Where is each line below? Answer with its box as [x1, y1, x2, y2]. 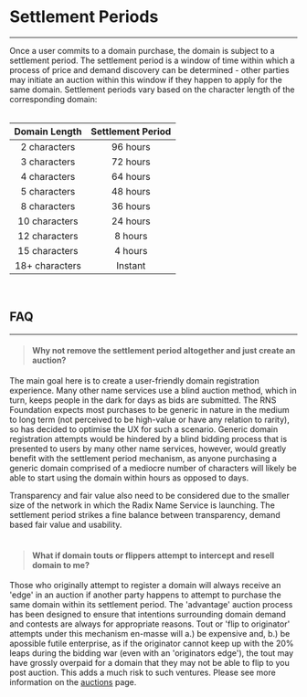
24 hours [111, 215, 151, 227]
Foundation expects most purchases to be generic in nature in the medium [9, 404, 290, 415]
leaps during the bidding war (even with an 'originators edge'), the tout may [9, 648, 294, 659]
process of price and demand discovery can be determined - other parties [9, 64, 290, 75]
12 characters [17, 229, 79, 242]
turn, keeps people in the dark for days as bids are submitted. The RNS [9, 395, 277, 406]
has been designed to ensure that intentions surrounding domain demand [9, 609, 286, 620]
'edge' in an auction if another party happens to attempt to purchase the [9, 589, 281, 600]
